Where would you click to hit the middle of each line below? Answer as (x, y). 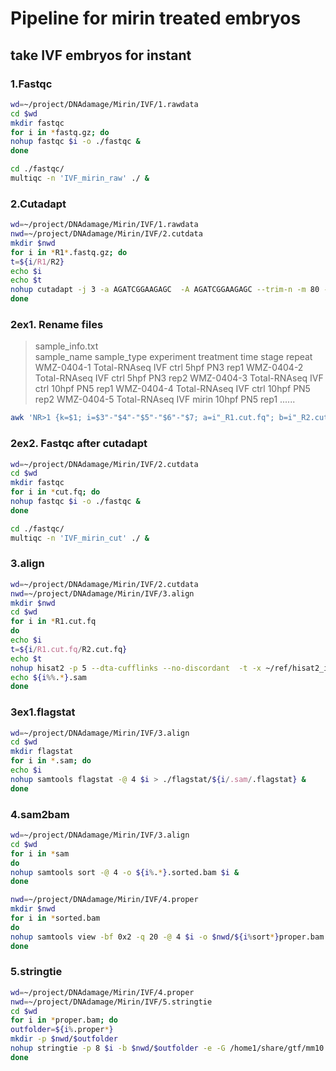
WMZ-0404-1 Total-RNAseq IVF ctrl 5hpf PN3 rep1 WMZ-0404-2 (169, 368)
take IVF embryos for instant (101, 55)
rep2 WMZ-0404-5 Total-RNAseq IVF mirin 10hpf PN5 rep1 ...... (165, 399)
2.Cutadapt (38, 204)
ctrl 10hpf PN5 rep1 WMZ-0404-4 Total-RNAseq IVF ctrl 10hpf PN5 (172, 389)
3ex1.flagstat (43, 712)
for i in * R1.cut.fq (53, 622)
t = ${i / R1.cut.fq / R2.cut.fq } (69, 649)
